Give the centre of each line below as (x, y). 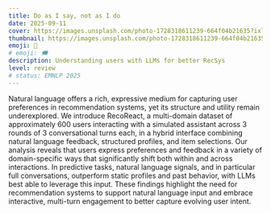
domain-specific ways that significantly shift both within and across (121, 158)
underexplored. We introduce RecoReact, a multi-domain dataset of (121, 115)
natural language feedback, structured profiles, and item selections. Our (128, 141)
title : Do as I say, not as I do (65, 16)
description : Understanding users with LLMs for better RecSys (117, 61)
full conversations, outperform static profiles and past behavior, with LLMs (132, 175)
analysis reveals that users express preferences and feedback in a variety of (135, 150)
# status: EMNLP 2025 (45, 76)
